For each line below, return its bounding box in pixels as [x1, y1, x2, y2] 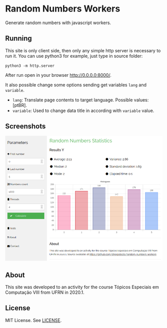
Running [5, 34, 32, 43]
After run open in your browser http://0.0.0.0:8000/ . [5, 72, 111, 78]
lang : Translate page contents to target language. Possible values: [12, 96, 149, 103]
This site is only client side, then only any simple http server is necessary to [5, 47, 161, 53]
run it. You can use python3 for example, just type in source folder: [5, 53, 143, 59]
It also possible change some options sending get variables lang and [5, 81, 146, 88]
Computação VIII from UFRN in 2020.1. [5, 289, 84, 295]
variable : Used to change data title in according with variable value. [12, 107, 154, 114]
